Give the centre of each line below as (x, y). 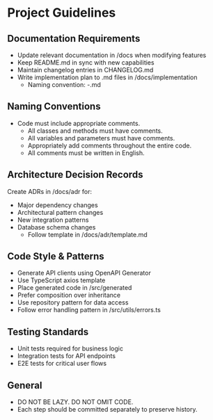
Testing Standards (48, 332)
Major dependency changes (58, 205)
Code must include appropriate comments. (79, 123)
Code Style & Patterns (56, 256)
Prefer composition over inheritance (69, 295)
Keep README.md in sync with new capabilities (86, 63)
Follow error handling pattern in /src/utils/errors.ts (89, 310)
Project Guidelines (62, 13)
